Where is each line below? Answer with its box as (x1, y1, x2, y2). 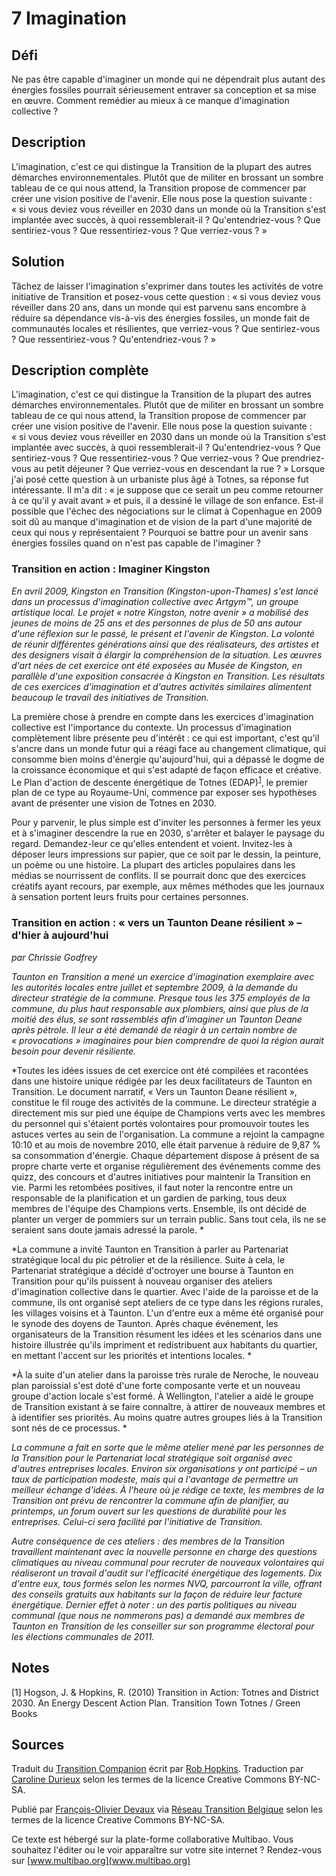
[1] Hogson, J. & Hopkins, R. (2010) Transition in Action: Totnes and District (11, 1686, 319, 1698)
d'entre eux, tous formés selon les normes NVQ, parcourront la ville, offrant (11, 1577, 323, 1589)
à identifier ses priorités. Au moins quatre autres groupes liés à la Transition (11, 1411, 323, 1423)
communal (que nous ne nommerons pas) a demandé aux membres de (11, 1609, 306, 1621)
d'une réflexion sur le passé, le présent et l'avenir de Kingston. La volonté (11, 627, 315, 639)
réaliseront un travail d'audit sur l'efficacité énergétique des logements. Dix (11, 1567, 323, 1579)
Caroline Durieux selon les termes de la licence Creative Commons (11, 1773, 287, 1786)
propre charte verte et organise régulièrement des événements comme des (11, 1160, 321, 1172)
